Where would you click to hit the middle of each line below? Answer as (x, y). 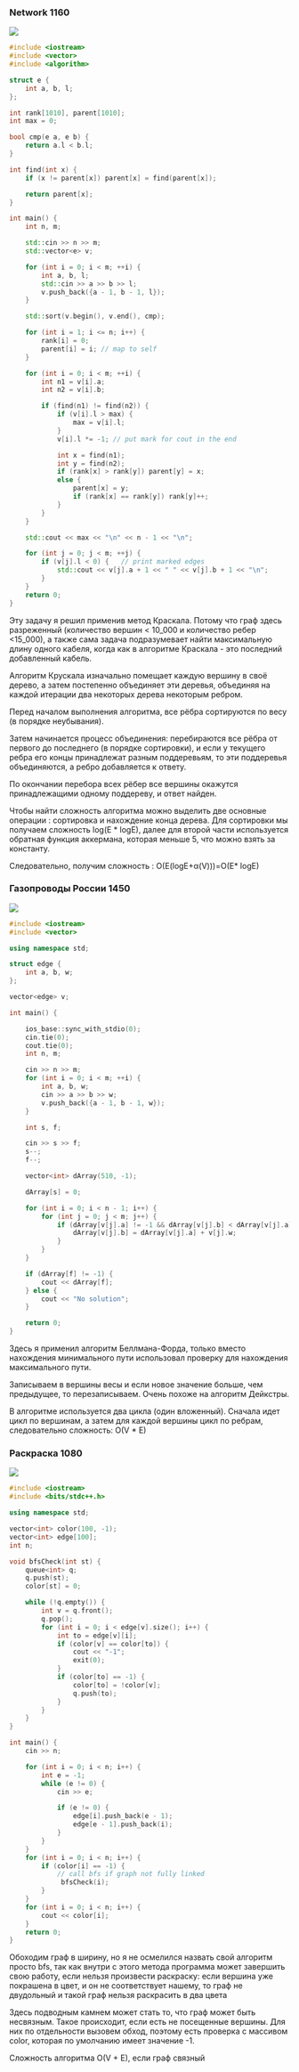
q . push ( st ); (47, 1578)
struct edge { (36, 964)
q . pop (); (57, 1619)
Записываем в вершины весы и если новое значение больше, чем (136, 1385)
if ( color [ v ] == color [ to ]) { (113, 1644)
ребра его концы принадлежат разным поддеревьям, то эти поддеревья (148, 757)
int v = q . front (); (77, 1611)
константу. (30, 849)
